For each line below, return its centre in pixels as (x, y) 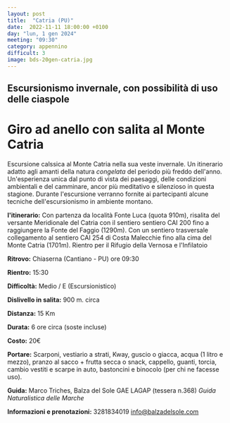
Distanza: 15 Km (31, 314)
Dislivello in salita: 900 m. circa (53, 300)
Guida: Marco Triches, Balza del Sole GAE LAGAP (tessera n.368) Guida (112, 391)
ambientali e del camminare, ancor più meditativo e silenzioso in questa (111, 187)
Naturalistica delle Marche (46, 398)
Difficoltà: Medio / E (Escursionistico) (62, 286)
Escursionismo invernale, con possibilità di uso (113, 88)
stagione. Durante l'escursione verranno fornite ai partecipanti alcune (108, 194)
